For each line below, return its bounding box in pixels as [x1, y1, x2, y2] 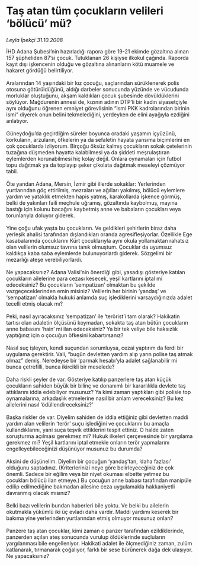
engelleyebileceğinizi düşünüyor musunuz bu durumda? [6, 445, 143, 452]
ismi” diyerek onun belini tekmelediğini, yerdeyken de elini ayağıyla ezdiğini [6, 111, 190, 118]
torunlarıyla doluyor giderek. [6, 212, 75, 219]
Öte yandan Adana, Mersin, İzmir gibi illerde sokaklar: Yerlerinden [6, 180, 166, 188]
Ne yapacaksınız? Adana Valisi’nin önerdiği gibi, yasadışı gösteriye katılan [6, 268, 185, 275]
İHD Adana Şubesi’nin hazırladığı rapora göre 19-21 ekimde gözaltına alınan [6, 47, 190, 55]
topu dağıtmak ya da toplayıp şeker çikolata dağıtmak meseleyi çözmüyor [6, 161, 185, 169]
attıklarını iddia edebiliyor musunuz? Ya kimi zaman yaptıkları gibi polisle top [6, 388, 191, 395]
